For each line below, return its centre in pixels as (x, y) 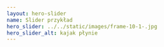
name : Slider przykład (40, 20)
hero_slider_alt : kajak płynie (52, 33)
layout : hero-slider (37, 13)
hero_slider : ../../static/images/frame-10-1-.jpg (82, 26)
